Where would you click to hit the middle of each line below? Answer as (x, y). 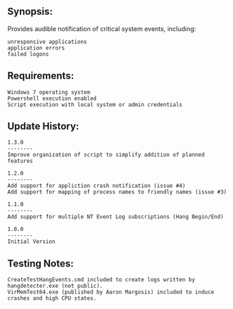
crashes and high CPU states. (52, 298)
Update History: (43, 127)
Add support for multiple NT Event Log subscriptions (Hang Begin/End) (115, 217)
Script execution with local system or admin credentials (95, 105)
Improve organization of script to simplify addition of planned (106, 155)
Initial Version (31, 242)
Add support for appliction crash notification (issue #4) (97, 186)
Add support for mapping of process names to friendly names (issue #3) (117, 192)
